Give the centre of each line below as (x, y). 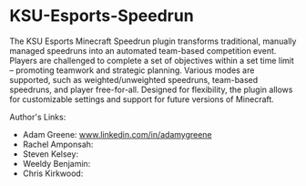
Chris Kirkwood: (53, 173)
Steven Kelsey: (51, 154)
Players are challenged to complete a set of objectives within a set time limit (152, 60)
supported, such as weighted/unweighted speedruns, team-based (134, 79)
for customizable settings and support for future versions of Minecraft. (142, 99)
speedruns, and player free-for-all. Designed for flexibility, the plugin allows (151, 89)
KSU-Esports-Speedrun (102, 16)
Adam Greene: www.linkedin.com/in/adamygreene (117, 134)
